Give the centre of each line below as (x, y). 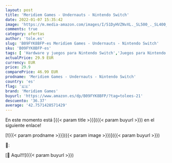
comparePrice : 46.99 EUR (32, 72)
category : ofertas (25, 34)
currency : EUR (20, 63)
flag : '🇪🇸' (18, 86)
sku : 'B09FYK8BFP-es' (28, 48)
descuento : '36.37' (26, 100)
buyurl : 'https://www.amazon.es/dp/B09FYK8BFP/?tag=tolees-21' (74, 96)
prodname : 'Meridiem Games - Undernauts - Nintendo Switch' (71, 77)
